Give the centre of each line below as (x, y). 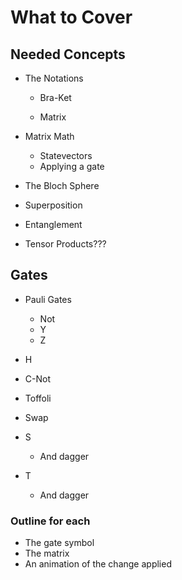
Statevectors (66, 155)
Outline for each (50, 521)
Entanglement (53, 224)
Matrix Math (49, 136)
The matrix (47, 553)
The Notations (54, 78)
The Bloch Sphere (62, 185)
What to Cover (71, 17)
